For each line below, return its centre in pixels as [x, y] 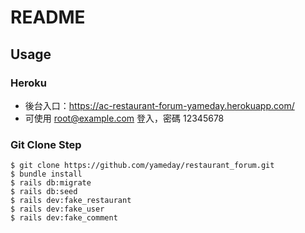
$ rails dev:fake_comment [64, 218]
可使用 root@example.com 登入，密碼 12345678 [124, 118]
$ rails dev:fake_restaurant [71, 201]
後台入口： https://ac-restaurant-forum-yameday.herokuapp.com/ [159, 105]
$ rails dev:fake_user [57, 209]
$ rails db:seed [44, 192]
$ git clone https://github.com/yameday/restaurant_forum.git [142, 166]
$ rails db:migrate [51, 183]
